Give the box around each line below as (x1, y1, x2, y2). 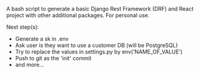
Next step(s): (6, 24, 40, 30)
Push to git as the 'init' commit (15, 55, 91, 61)
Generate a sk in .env (15, 35, 69, 42)
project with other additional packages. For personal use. (6, 12, 150, 19)
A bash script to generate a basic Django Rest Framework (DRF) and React (6, 5, 194, 12)
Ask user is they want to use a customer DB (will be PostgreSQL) (15, 42, 178, 49)
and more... (15, 61, 45, 68)
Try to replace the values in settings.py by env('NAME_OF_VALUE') (15, 48, 183, 55)
